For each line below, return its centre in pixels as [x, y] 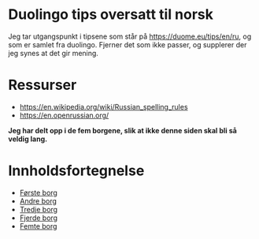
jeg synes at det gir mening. [53, 53]
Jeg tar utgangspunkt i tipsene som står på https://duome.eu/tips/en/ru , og [130, 36]
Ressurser [43, 85]
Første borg [38, 192]
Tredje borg [38, 209]
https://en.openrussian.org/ [64, 115]
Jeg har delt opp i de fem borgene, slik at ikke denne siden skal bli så [123, 130]
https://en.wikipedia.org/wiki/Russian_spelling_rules [104, 106]
